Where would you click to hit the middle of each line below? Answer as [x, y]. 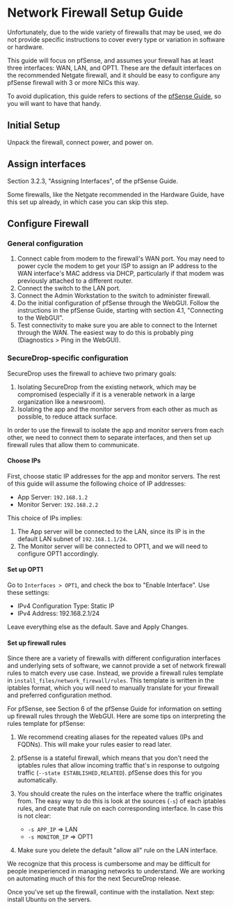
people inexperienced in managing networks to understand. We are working [116, 871]
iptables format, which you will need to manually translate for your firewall [113, 688]
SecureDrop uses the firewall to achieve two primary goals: [92, 373]
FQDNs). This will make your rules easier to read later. [95, 745]
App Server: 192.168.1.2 [53, 497]
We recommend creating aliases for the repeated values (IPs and [110, 737]
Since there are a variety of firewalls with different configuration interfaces [114, 658]
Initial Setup [34, 126]
